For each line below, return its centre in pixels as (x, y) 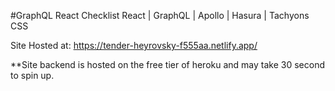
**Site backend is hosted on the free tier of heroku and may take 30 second (167, 64)
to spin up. (32, 75)
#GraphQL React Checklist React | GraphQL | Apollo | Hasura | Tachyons (160, 15)
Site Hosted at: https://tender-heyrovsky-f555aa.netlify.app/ (134, 45)
